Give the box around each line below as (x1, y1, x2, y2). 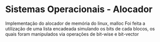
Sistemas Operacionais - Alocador (5, 4, 153, 15)
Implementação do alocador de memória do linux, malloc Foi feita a (5, 20, 145, 26)
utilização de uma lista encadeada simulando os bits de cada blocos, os (5, 25, 155, 31)
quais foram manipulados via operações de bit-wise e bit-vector (5, 31, 139, 37)
